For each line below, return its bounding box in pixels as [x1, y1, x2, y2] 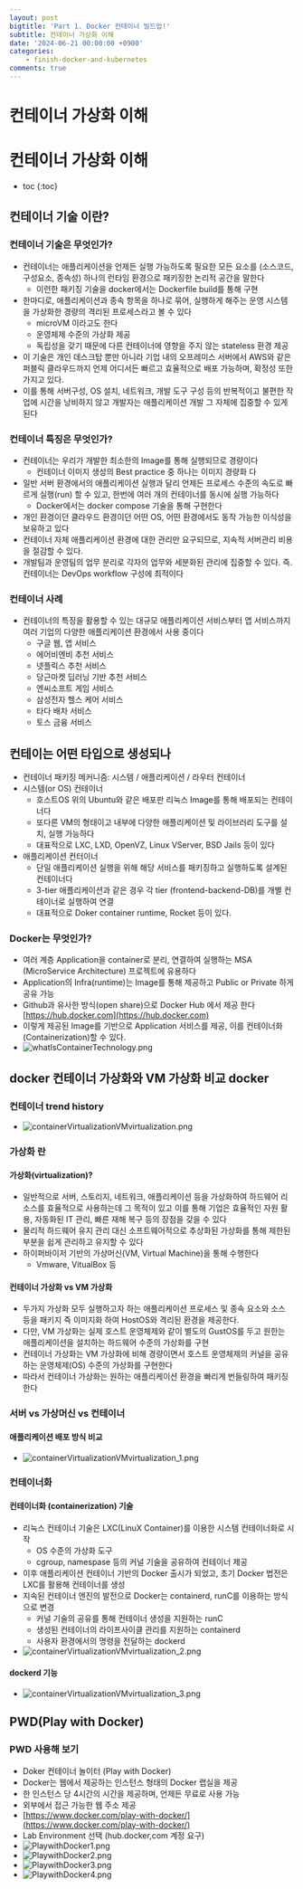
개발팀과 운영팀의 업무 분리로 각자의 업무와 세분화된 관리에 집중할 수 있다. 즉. [22, 556, 293, 567]
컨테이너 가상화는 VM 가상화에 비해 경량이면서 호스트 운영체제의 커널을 [22, 1349, 273, 1360]
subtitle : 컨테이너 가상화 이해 [9, 30, 115, 39]
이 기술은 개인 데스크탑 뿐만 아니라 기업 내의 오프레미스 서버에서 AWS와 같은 [22, 351, 292, 362]
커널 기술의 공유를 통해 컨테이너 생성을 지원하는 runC [35, 1612, 223, 1624]
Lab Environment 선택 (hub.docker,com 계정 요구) [22, 1829, 205, 1841]
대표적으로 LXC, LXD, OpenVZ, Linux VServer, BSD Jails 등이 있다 [35, 840, 275, 850]
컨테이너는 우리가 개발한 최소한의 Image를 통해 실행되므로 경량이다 [22, 454, 259, 466]
